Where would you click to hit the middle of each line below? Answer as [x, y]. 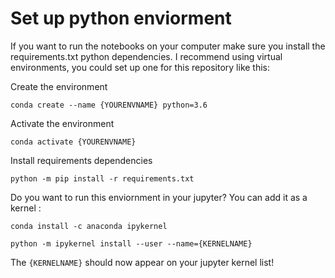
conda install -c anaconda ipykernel [89, 226]
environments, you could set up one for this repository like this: [140, 67]
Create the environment [59, 86]
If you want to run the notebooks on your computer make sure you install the [168, 46]
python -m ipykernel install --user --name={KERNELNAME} [131, 243]
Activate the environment [62, 123]
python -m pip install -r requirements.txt [102, 178]
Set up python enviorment [121, 18]
